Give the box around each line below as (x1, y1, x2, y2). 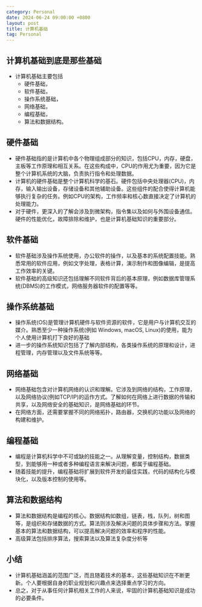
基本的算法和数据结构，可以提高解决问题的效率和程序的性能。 (15, 527, 169, 534)
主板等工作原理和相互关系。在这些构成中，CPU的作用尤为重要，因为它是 (15, 162, 197, 170)
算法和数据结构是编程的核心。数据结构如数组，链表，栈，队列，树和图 (15, 512, 191, 519)
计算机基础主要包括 (15, 72, 64, 79)
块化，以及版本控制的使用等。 (15, 476, 90, 482)
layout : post (6, 20, 39, 26)
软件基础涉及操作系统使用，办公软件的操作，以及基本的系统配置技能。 (15, 252, 191, 259)
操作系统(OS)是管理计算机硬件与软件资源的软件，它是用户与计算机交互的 (15, 319, 197, 326)
